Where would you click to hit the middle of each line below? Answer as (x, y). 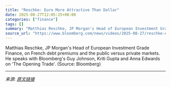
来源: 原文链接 (20, 79)
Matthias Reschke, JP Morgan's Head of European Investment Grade (77, 48)
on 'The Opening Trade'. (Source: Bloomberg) (53, 64)
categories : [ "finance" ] (32, 19)
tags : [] (15, 24)
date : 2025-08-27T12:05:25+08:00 (41, 15)
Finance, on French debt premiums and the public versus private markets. (83, 53)
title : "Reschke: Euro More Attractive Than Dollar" (62, 10)
